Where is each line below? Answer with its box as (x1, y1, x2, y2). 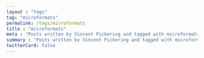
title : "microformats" (6, 25, 67, 32)
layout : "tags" (6, 8, 47, 15)
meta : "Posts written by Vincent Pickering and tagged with (6, 31, 165, 37)
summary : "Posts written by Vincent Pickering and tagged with (6, 37, 172, 43)
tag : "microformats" (6, 14, 59, 21)
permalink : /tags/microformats (6, 20, 86, 26)
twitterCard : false (6, 43, 56, 49)
